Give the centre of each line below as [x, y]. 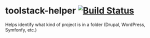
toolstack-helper [40, 11]
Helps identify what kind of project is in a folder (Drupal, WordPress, [75, 24]
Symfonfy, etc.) [21, 29]
